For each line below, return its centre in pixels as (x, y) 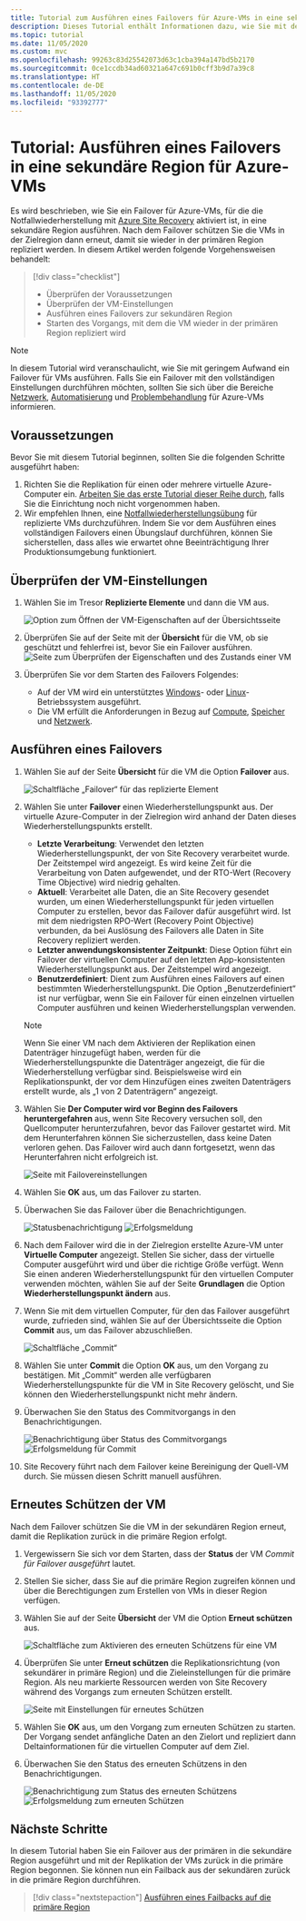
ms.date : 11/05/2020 (49, 43)
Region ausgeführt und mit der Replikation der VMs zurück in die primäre (147, 1861)
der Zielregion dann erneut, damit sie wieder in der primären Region (137, 240)
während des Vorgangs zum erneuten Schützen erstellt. (128, 1691)
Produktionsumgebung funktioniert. (90, 552)
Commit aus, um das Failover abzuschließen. (108, 1330)
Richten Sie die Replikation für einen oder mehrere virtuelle (133, 485)
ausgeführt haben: (45, 467)
